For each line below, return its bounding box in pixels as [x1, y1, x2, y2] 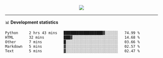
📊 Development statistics [5, 19, 59, 25]
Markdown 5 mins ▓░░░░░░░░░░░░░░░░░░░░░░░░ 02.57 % [5, 44, 140, 49]
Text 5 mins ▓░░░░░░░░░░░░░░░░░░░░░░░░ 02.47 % [5, 48, 140, 53]
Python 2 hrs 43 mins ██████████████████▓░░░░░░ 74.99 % [5, 30, 140, 36]
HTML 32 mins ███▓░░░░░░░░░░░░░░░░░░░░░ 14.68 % [5, 35, 140, 40]
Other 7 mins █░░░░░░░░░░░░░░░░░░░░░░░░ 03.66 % [5, 40, 140, 44]
